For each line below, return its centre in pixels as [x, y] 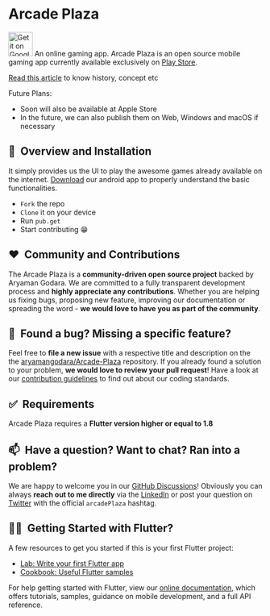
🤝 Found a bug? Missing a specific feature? [120, 333]
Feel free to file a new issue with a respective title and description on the [130, 353]
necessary [37, 126]
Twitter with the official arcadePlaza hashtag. [83, 503]
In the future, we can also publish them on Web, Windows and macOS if [139, 117]
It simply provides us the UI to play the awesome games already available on [135, 171]
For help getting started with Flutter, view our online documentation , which [132, 587]
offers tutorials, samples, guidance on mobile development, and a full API [130, 596]
